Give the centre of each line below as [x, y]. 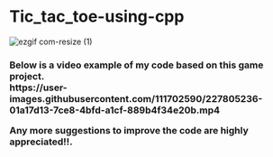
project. [27, 76]
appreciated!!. [41, 142]
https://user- [38, 88]
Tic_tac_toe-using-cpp [97, 17]
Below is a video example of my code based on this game [136, 65]
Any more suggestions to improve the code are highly [129, 131]
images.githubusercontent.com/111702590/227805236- [136, 98]
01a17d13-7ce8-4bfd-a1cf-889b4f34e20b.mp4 [115, 110]
